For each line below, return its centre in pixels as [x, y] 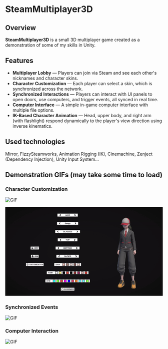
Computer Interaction [32, 331]
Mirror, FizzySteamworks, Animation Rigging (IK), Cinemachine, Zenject [79, 154]
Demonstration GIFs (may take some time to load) [84, 175]
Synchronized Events [32, 307]
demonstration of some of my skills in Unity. [50, 45]
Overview [21, 28]
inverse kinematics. [32, 126]
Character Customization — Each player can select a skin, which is [82, 83]
